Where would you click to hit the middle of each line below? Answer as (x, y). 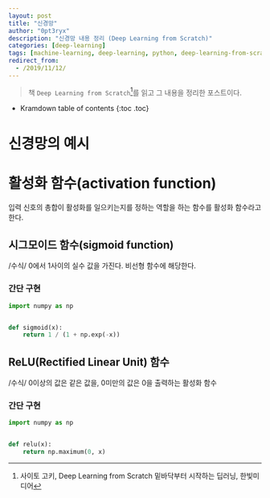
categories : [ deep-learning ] (57, 46)
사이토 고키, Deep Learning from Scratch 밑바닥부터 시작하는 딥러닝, (129, 476)
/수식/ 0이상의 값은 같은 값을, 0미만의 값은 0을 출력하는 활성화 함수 (112, 383)
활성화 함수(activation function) (112, 183)
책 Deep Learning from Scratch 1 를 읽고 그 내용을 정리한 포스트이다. (135, 92)
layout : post (30, 16)
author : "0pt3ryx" (39, 31)
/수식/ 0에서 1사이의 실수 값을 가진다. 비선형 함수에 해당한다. (102, 265)
